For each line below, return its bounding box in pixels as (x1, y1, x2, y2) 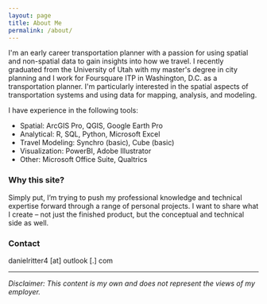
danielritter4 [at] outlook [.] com (8, 256, 114, 265)
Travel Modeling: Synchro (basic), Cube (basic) (19, 138, 175, 148)
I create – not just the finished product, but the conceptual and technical (8, 210, 245, 219)
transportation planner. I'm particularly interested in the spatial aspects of (8, 82, 249, 91)
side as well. (8, 217, 49, 227)
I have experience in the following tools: (8, 106, 139, 115)
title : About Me (8, 19, 62, 27)
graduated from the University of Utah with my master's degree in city (8, 65, 238, 75)
